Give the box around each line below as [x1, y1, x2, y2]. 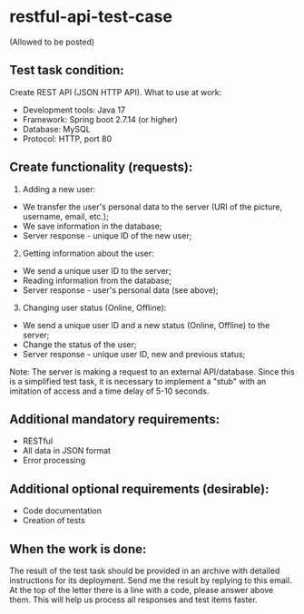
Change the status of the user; [22, 338, 137, 350]
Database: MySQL [22, 123, 91, 134]
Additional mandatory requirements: [9, 411, 221, 427]
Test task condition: [9, 63, 124, 78]
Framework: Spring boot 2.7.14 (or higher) [22, 113, 179, 124]
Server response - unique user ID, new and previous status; [22, 348, 246, 359]
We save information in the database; [22, 220, 162, 231]
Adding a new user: [22, 183, 96, 194]
